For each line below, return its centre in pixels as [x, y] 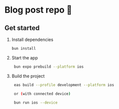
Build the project [28, 76]
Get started [22, 28]
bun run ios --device [36, 102]
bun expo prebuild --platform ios [49, 67]
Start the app [25, 57]
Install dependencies [33, 39]
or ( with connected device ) [42, 94]
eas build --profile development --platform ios [64, 85]
